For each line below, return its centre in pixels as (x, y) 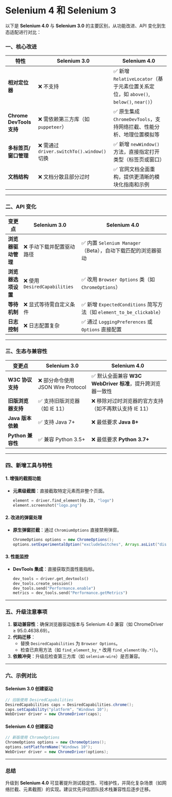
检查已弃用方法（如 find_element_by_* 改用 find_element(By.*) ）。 (90, 650)
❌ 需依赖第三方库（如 (64, 119)
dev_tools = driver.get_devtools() (51, 579)
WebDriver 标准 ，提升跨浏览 (126, 384)
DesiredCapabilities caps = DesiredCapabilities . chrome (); (70, 705)
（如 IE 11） (53, 408)
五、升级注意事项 (26, 612)
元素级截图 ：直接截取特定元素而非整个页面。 (60, 491)
